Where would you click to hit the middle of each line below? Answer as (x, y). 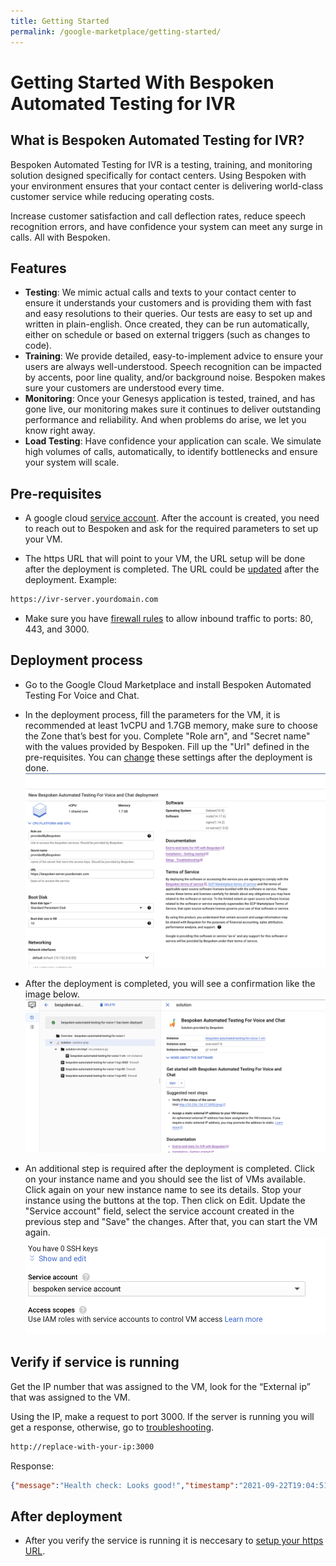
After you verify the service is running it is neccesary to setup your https (174, 1541)
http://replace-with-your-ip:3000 (82, 1446)
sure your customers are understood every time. (124, 388)
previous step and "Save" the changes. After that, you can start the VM (171, 1221)
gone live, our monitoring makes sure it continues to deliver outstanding (173, 409)
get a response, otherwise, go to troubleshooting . (112, 1427)
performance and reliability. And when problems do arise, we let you (165, 420)
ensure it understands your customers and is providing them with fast (168, 303)
